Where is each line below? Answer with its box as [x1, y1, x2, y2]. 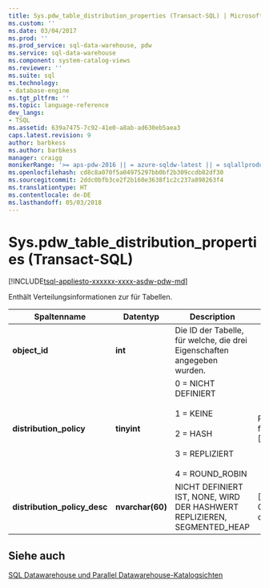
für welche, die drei [175, 335, 248, 346]
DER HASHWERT [175, 501, 239, 512]
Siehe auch [8, 549, 66, 562]
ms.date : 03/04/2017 [8, 27, 78, 35]
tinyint [115, 423, 141, 435]
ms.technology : [8, 79, 59, 87]
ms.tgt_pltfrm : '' [8, 94, 70, 102]
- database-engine [8, 86, 70, 95]
